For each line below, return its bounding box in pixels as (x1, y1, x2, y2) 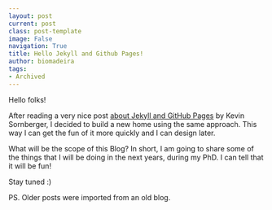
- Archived (8, 72, 46, 81)
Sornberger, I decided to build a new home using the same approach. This (8, 119, 257, 129)
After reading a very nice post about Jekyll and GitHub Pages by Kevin (8, 111, 245, 120)
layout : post (8, 11, 53, 20)
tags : (8, 65, 27, 73)
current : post (8, 20, 57, 28)
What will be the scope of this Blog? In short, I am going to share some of (8, 143, 254, 153)
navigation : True (8, 42, 68, 50)
